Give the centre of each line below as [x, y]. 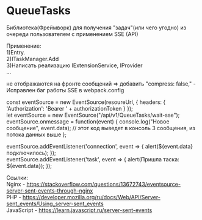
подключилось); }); [31, 153]
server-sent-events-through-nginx [50, 191]
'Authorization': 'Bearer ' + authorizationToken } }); [70, 108]
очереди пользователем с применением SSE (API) [72, 34]
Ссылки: [17, 177]
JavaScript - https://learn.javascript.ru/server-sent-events [79, 210]
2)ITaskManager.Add [33, 59]
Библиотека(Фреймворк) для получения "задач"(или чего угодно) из [96, 28]
